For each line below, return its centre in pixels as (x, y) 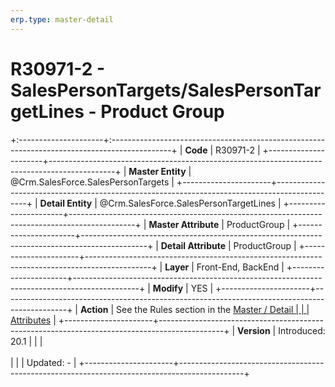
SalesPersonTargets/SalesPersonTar (166, 90)
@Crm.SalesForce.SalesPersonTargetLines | (190, 203)
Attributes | (33, 320)
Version (254, 330)
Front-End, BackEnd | (240, 267)
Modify (168, 288)
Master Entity (157, 171)
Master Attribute (184, 224)
